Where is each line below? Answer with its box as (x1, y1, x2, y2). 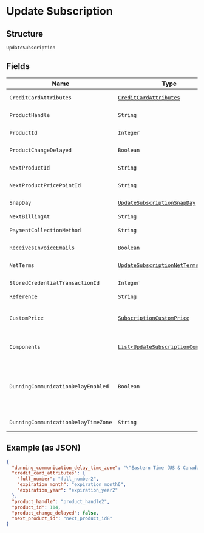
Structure (6, 29, 44, 39)
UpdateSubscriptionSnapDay (118, 199, 196, 206)
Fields (6, 61, 30, 71)
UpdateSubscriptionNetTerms (118, 262, 199, 269)
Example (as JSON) (6, 443, 81, 453)
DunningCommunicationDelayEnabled (9, 383, 109, 390)
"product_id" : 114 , (12, 504, 61, 510)
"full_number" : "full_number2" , (17, 476, 99, 482)
